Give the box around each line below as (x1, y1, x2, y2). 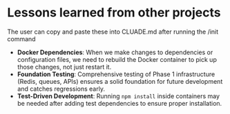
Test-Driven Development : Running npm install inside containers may (17, 91, 220, 100)
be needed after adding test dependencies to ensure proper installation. (17, 99, 222, 107)
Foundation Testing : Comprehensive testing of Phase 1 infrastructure (17, 70, 215, 78)
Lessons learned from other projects (7, 5, 221, 21)
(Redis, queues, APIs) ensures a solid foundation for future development (17, 77, 223, 85)
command (7, 34, 36, 43)
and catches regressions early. (17, 84, 106, 93)
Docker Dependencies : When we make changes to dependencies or (17, 48, 213, 56)
